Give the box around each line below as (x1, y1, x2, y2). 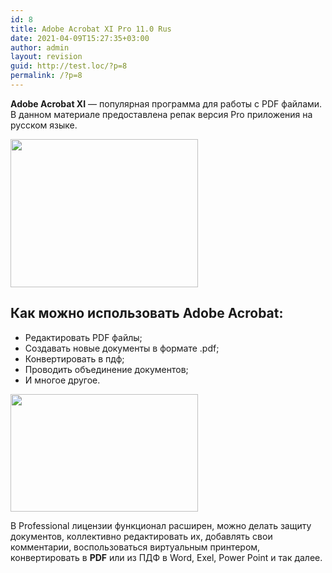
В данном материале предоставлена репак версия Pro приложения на (10, 108, 313, 120)
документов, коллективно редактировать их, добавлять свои (10, 530, 273, 542)
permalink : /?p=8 (10, 71, 83, 81)
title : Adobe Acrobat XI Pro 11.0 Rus (10, 24, 172, 34)
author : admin (10, 42, 70, 53)
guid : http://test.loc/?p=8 (10, 61, 128, 71)
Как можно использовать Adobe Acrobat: (10, 305, 284, 322)
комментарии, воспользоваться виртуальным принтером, (10, 541, 261, 553)
